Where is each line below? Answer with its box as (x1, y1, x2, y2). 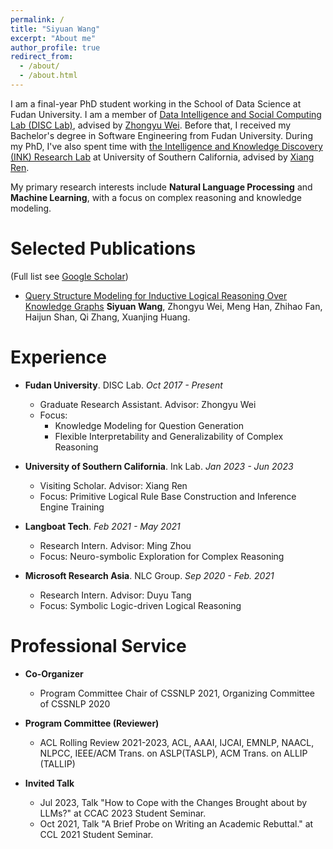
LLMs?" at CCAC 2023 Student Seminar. (39, 807, 207, 819)
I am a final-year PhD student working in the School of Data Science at (10, 97, 302, 110)
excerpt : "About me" (10, 33, 97, 43)
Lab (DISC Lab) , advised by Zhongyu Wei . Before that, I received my (10, 119, 292, 131)
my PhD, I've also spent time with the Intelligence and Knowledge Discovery (10, 140, 323, 152)
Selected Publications (10, 237, 197, 260)
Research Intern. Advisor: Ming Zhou (39, 539, 192, 551)
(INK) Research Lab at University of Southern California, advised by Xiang (10, 151, 315, 163)
